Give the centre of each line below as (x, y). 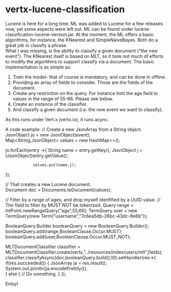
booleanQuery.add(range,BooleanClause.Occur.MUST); (64, 231)
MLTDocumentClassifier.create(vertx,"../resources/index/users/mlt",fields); (84, 252)
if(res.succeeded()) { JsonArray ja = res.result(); (56, 263)
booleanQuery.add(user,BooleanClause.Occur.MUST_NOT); (68, 237)
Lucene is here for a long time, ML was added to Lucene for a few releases (84, 24)
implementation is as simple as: (38, 67)
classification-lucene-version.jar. (40, 34)
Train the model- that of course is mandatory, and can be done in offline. (89, 77)
